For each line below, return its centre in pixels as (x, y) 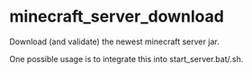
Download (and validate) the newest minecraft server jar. (114, 41)
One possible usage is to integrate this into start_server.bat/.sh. (126, 59)
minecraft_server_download (117, 17)
